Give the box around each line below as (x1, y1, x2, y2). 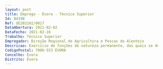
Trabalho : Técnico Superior (5, 34, 62, 39)
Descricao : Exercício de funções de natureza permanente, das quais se (5, 43, 153, 48)
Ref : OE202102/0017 (5, 20, 45, 26)
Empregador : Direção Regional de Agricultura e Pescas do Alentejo (5, 39, 145, 44)
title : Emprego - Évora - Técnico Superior (5, 12, 95, 17)
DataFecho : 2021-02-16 (5, 30, 51, 34)
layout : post (5, 7, 32, 12)
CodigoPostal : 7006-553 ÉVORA (5, 48, 66, 52)
